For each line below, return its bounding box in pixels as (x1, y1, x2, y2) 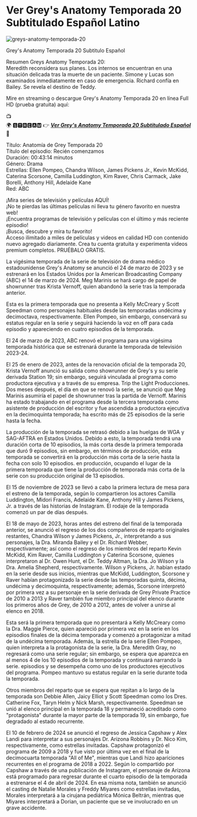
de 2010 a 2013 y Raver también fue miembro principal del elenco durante (6, 595, 185, 602)
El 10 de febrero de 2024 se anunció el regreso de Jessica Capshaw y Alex (6, 729, 188, 736)
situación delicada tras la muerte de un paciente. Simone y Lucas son (6, 71, 174, 78)
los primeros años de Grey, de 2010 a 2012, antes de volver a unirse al (6, 601, 176, 608)
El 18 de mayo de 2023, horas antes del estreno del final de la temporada (6, 520, 182, 527)
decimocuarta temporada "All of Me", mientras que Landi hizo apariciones (6, 754, 185, 761)
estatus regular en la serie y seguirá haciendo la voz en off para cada (6, 319, 174, 326)
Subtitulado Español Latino (6, 16, 140, 29)
